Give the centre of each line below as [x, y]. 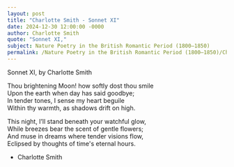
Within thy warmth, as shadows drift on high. [71, 108]
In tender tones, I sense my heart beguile [66, 100]
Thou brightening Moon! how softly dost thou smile [80, 86]
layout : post [26, 14]
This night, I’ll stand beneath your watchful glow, [77, 121]
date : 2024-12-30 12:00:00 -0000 [56, 26]
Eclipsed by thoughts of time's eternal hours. [71, 143]
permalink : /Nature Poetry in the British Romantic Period [95, 53]
